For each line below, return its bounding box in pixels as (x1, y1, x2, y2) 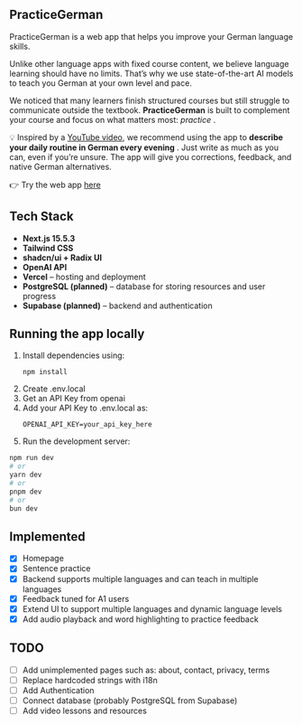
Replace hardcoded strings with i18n (22, 674, 158, 685)
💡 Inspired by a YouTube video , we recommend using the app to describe (9, 131, 284, 143)
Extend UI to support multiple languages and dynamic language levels (22, 603, 282, 614)
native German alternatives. (9, 161, 113, 172)
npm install (22, 368, 68, 377)
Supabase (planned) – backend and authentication (22, 300, 214, 311)
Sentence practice (22, 563, 92, 574)
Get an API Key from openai (22, 393, 126, 404)
